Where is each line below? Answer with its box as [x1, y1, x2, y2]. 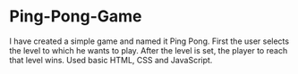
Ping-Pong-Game [9, 6, 142, 27]
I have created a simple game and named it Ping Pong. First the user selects [9, 36, 289, 46]
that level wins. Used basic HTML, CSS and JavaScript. [9, 54, 213, 65]
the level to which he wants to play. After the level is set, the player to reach [9, 45, 288, 55]
